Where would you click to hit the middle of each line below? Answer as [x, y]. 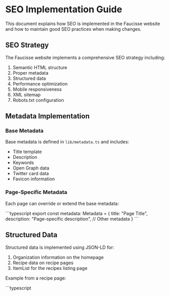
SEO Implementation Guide [64, 9]
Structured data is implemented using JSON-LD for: [60, 247]
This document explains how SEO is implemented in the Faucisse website [83, 24]
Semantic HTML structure [40, 67]
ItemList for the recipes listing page [50, 268]
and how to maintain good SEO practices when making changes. [73, 29]
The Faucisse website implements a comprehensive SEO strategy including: [85, 57]
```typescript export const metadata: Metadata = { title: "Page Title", [77, 213]
